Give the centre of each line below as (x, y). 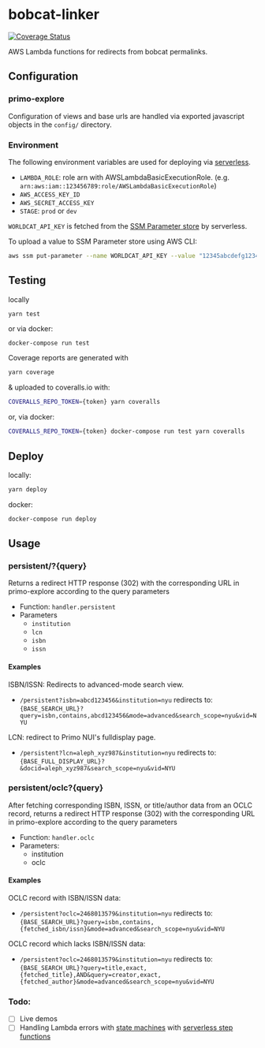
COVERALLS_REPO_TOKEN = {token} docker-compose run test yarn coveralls (127, 431)
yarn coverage (32, 372)
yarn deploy (28, 489)
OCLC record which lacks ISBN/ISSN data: (77, 944)
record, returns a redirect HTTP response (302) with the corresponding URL (132, 813)
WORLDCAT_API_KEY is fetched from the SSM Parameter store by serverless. (128, 226)
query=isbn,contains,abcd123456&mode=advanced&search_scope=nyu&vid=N (138, 715)
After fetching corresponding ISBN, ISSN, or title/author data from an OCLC (130, 805)
